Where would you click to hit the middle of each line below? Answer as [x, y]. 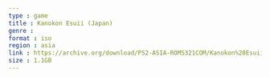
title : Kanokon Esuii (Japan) [61, 23]
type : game [28, 16]
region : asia [32, 46]
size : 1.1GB [30, 61]
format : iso [30, 38]
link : [19, 53]
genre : [21, 30]
